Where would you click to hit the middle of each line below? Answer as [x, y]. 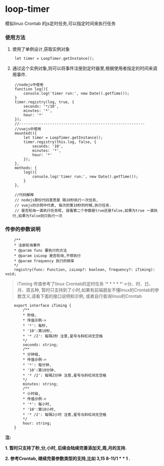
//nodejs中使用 [29, 85]
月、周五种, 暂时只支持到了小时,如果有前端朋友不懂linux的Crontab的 [86, 290]
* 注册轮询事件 [27, 245]
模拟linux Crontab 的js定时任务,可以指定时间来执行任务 [60, 23]
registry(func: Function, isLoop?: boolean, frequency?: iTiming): [84, 270]
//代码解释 [24, 195]
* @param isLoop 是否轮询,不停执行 [48, 256]
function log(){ [31, 89]
